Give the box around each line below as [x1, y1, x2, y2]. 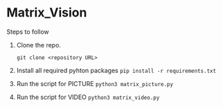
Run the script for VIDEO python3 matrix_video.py [16, 93, 160, 101]
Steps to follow [6, 28, 49, 36]
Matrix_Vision [6, 5, 87, 21]
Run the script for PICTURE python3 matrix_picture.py [16, 79, 174, 87]
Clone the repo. [16, 41, 62, 49]
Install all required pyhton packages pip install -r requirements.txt [16, 66, 216, 74]
